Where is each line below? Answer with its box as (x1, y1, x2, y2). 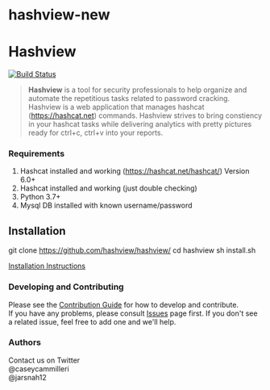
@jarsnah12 (8, 372, 47, 382)
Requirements (8, 148, 65, 159)
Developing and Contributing (8, 281, 124, 292)
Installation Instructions (8, 261, 86, 271)
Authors (8, 337, 42, 348)
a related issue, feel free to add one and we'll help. (8, 317, 177, 326)
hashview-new (8, 6, 110, 24)
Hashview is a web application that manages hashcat (27, 103, 205, 112)
